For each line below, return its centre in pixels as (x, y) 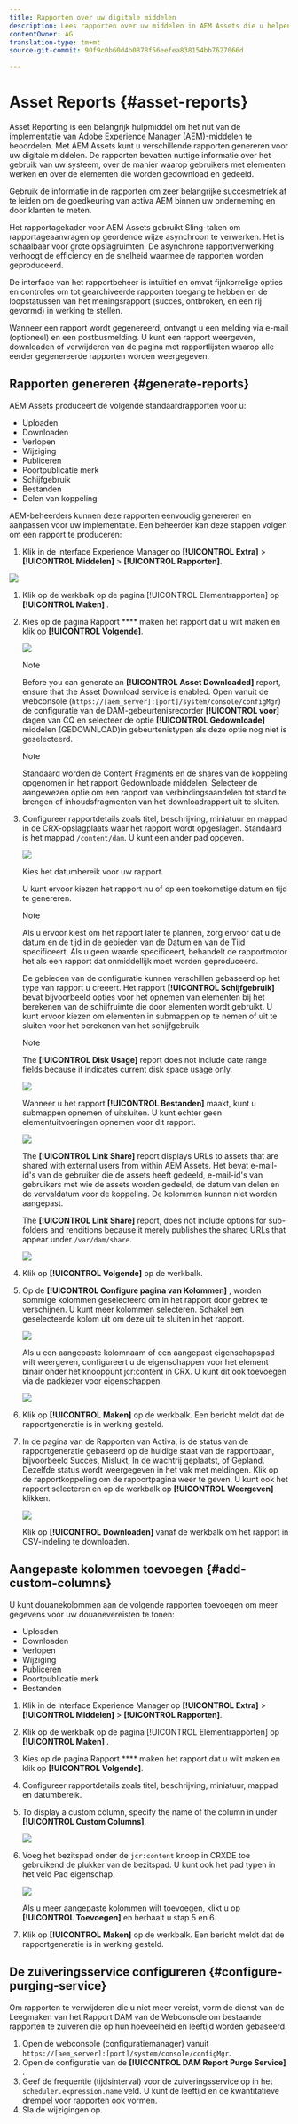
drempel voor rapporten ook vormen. (90, 2100)
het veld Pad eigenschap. (68, 1874)
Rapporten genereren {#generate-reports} (129, 384)
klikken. (36, 1497)
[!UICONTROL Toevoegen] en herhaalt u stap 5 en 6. (119, 1917)
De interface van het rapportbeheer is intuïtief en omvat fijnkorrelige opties (146, 283)
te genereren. (47, 898)
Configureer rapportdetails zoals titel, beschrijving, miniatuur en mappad (155, 818)
